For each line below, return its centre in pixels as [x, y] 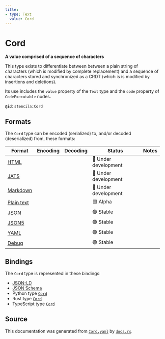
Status [115, 151]
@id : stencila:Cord [24, 106]
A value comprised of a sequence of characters [55, 56]
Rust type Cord [27, 298]
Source [16, 319]
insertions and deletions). [31, 82]
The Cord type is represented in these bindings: [53, 273]
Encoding [48, 151]
